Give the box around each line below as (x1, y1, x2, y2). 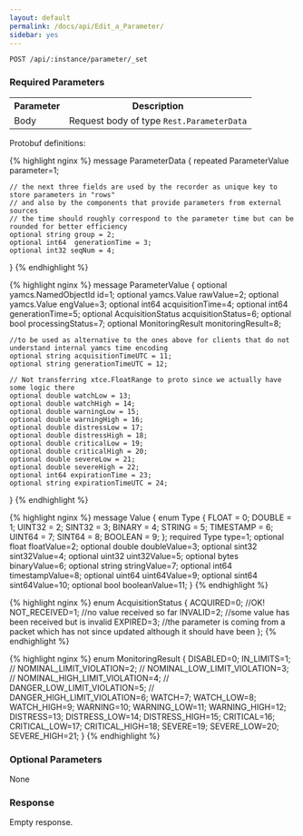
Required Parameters (9, 76, 105, 89)
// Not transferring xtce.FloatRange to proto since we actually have (9, 375, 282, 384)
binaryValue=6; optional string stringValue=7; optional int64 (9, 560, 233, 571)
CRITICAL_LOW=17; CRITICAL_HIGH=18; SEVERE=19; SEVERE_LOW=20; (9, 721, 279, 732)
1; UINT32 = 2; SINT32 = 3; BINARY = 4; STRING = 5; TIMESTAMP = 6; (9, 521, 274, 532)
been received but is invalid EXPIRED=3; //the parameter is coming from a (9, 616, 286, 627)
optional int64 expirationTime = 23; (9, 470, 152, 479)
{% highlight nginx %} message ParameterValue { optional (9, 279, 228, 290)
